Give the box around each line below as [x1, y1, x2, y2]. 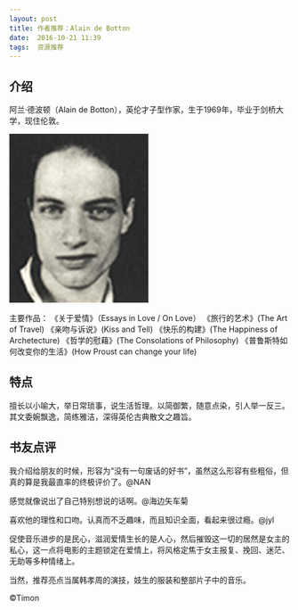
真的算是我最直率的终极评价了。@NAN [9, 476, 151, 487]
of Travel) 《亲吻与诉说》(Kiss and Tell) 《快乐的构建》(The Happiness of [9, 324, 278, 334]
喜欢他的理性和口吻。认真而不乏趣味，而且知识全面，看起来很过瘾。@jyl [9, 514, 275, 525]
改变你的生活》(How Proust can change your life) [16, 346, 197, 357]
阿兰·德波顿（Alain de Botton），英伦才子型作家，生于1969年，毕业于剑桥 [9, 104, 277, 115]
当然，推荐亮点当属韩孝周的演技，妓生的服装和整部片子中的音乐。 [9, 574, 251, 585]
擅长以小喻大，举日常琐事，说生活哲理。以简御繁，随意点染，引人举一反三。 [9, 400, 290, 410]
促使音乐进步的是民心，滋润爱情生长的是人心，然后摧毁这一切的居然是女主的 [9, 533, 290, 544]
